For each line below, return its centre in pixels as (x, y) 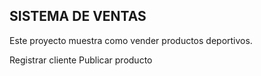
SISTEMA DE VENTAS (78, 16)
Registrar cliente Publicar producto (81, 60)
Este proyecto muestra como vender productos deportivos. (131, 40)
